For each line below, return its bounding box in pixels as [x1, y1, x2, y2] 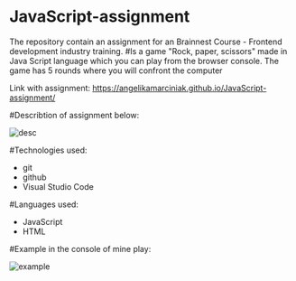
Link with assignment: [9, 82, 91, 93]
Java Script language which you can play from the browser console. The [9, 55, 280, 66]
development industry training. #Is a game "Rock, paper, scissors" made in [9, 45, 288, 56]
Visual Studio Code [22, 181, 95, 192]
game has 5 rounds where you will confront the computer [9, 65, 223, 76]
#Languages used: [9, 199, 79, 210]
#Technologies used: [9, 145, 88, 155]
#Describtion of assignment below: [9, 109, 140, 120]
